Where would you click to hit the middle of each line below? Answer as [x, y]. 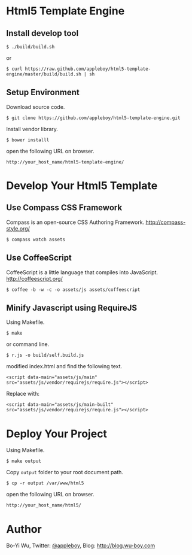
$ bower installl [28, 140]
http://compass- [166, 222]
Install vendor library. [32, 129]
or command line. [28, 344]
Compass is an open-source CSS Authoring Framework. [75, 222]
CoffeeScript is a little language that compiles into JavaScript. [82, 272]
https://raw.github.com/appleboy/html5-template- [88, 69]
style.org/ [18, 228]
